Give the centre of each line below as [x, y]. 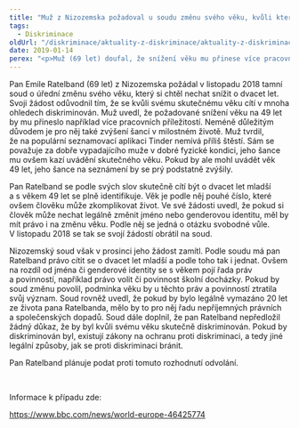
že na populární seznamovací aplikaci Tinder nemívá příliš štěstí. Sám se [142, 141]
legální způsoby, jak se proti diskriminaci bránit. [97, 345]
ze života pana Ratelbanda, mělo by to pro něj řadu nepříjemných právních [145, 307]
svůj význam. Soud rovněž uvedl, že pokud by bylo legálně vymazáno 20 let [149, 298]
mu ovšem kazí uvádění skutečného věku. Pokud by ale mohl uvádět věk [142, 160]
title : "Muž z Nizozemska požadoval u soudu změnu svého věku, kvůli [141, 17]
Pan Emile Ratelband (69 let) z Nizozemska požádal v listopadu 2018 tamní [146, 84]
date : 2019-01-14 [41, 51]
